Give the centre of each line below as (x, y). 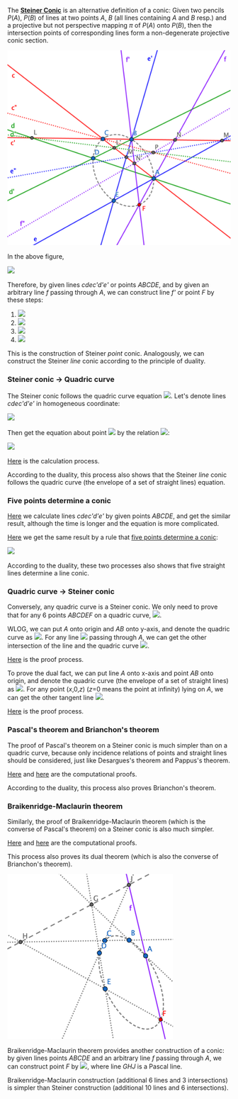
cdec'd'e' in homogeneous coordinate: (64, 403)
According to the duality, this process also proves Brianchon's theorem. (112, 788)
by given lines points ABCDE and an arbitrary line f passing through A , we (114, 1058)
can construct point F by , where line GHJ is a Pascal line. (95, 1066)
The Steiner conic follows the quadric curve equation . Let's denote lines (117, 395)
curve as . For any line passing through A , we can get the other (107, 638)
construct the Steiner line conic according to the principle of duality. (107, 361)
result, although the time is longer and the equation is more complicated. (113, 524)
